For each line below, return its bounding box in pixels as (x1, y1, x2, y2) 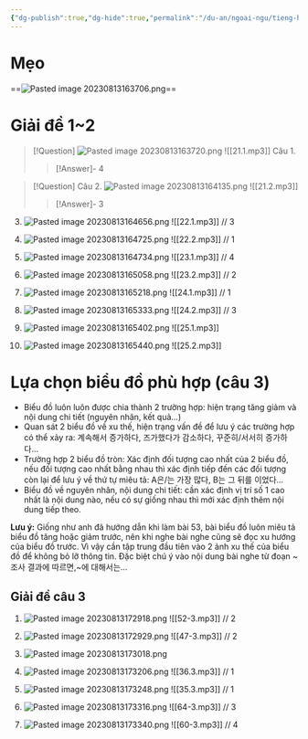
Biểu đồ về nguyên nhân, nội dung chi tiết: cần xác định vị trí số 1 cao (23, 485, 285, 496)
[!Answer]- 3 (55, 198, 104, 209)
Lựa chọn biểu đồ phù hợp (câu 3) (10, 372, 271, 393)
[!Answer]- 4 (55, 163, 104, 174)
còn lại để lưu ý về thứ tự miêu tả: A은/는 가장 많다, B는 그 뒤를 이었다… (23, 474, 284, 485)
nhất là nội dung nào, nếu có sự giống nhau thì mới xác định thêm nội (23, 494, 284, 505)
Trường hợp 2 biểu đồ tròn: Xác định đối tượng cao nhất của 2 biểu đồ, (23, 454, 289, 465)
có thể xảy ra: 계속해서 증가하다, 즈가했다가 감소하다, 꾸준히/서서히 (23, 432, 264, 443)
